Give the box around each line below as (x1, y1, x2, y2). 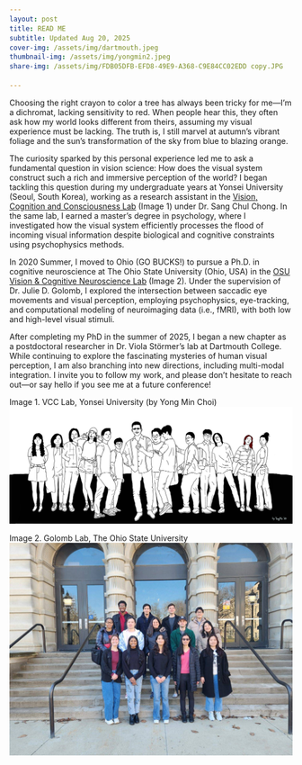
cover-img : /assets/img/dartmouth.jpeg (9, 43, 159, 52)
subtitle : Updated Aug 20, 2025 (9, 33, 130, 42)
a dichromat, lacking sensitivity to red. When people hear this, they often (9, 106, 279, 117)
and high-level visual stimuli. (9, 313, 115, 324)
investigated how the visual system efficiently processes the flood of (9, 220, 264, 230)
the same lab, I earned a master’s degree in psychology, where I (9, 210, 246, 220)
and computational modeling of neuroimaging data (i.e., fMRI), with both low (9, 304, 292, 315)
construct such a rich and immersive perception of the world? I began (9, 172, 268, 183)
